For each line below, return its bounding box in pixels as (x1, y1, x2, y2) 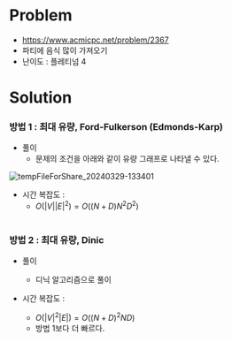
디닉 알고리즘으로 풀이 (35, 275, 112, 285)
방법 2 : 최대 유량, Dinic (9, 234, 104, 246)
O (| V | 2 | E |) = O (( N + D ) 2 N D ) (35, 311, 135, 323)
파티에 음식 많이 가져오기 (21, 45, 108, 56)
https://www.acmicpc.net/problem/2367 (21, 34, 170, 45)
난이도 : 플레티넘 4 (21, 56, 87, 66)
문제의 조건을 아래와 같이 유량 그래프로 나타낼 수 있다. (35, 154, 220, 164)
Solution (9, 87, 73, 108)
